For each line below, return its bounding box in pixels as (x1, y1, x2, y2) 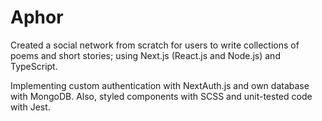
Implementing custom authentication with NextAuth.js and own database (10, 79, 310, 91)
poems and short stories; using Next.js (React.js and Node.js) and (10, 49, 281, 61)
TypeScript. (10, 60, 58, 72)
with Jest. (10, 101, 51, 113)
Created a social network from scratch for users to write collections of (10, 39, 300, 51)
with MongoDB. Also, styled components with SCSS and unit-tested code (10, 90, 313, 102)
